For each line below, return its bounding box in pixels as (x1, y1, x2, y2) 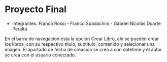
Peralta (12, 25, 27, 32)
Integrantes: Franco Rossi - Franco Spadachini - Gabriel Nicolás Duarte (12, 20, 161, 26)
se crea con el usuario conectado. (5, 52, 76, 58)
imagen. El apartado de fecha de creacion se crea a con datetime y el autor (5, 46, 162, 52)
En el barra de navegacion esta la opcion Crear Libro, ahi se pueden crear (5, 36, 159, 42)
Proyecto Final (5, 4, 67, 15)
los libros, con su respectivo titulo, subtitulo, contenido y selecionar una (5, 41, 155, 47)
